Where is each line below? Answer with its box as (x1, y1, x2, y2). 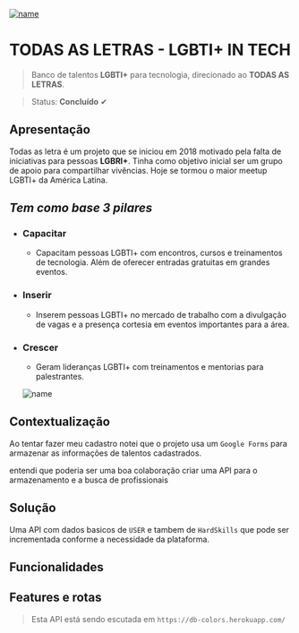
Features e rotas (9, 590, 102, 605)
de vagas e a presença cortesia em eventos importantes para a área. (35, 319, 289, 329)
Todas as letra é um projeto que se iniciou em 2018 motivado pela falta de (9, 146, 282, 157)
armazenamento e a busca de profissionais (9, 475, 168, 485)
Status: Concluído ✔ (30, 96, 107, 107)
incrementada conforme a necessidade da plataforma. (9, 534, 210, 544)
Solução (9, 500, 56, 516)
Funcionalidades (9, 560, 105, 575)
